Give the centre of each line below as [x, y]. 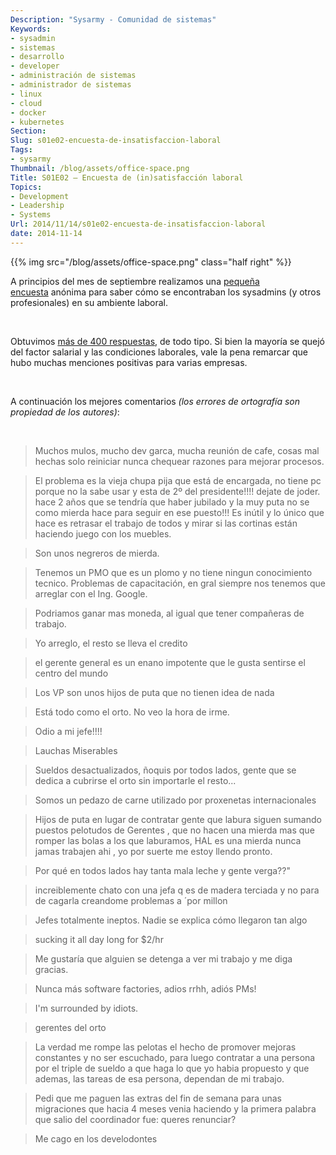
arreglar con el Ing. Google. [91, 593]
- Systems [31, 215]
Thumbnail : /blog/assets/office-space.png [100, 168]
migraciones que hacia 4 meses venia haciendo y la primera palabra [175, 1108]
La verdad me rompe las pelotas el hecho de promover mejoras [165, 1047]
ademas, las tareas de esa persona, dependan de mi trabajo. [159, 1078]
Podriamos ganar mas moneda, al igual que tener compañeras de [169, 613]
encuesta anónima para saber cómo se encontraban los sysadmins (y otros [166, 292]
